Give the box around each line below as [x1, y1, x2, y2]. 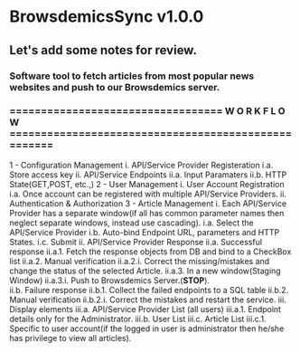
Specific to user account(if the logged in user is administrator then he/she [9, 323, 285, 334]
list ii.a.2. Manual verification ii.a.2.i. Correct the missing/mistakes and [9, 255, 270, 266]
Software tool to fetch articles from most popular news [9, 70, 255, 82]
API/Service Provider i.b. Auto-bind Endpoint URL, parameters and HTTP [9, 226, 280, 237]
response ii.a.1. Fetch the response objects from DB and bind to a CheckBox [9, 246, 292, 257]
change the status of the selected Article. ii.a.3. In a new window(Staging [9, 265, 282, 276]
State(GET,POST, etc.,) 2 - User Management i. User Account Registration [9, 178, 285, 189]
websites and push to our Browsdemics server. [9, 81, 220, 93]
